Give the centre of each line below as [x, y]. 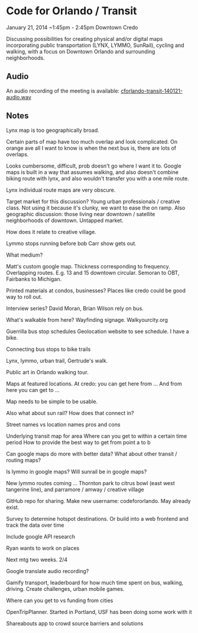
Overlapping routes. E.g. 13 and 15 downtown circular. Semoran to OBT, [93, 273]
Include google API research [41, 536]
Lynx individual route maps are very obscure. [61, 190]
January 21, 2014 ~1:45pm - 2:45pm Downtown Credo [72, 27]
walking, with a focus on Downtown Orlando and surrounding [81, 51]
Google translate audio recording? [48, 571]
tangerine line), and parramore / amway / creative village [75, 489]
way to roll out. [24, 297]
